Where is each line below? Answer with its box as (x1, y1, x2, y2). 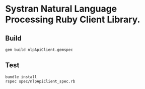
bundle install (5, 74, 37, 79)
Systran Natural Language (5, 3, 117, 15)
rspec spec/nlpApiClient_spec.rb (5, 79, 76, 84)
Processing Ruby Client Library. (5, 14, 140, 25)
